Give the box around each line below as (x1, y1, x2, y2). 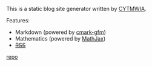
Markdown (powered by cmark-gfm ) (15, 28, 106, 36)
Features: (6, 17, 30, 24)
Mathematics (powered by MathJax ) (15, 35, 106, 42)
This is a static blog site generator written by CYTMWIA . (6, 5, 147, 12)
